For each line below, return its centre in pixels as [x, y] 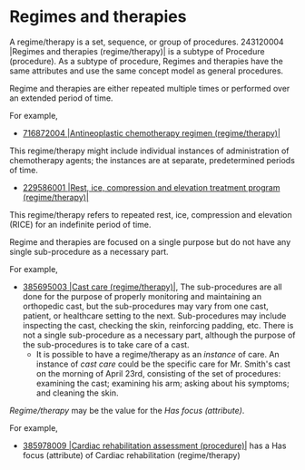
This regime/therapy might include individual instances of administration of [149, 151]
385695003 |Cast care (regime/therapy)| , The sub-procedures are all [152, 287]
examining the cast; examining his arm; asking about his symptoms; [162, 383]
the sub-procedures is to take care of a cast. [106, 344]
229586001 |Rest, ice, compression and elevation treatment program [151, 187]
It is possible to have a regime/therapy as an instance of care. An [157, 354]
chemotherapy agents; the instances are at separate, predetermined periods [152, 160]
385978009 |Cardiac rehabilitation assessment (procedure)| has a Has [154, 446]
